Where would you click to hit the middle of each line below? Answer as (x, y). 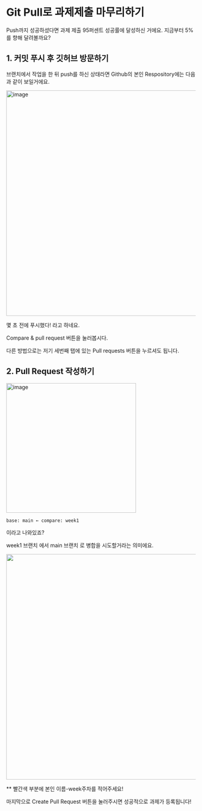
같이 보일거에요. (31, 81)
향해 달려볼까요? (32, 37)
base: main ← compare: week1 (43, 521)
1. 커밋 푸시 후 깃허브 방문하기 (58, 59)
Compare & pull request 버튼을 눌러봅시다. (57, 338)
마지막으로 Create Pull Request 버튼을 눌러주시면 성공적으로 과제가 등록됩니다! (99, 801)
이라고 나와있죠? (26, 532)
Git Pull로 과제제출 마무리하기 (75, 12)
